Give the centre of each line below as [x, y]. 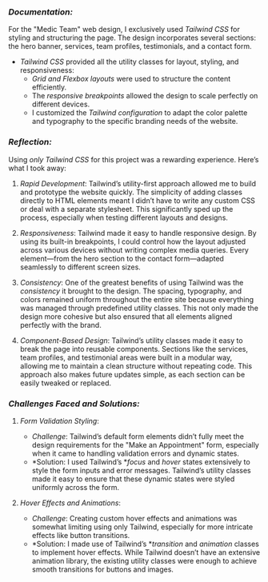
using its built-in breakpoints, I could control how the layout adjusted [133, 241]
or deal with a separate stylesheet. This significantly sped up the [126, 209]
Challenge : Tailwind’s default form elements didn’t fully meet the [138, 436]
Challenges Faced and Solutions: [74, 404]
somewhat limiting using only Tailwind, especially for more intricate [142, 527]
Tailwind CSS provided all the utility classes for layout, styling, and [129, 62]
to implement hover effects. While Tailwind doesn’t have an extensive [146, 552]
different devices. [61, 104]
